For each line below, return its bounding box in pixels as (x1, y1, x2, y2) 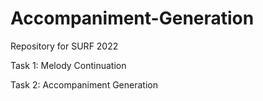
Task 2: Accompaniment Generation (10, 78, 158, 91)
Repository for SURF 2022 (10, 40, 119, 52)
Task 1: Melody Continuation (10, 59, 127, 71)
